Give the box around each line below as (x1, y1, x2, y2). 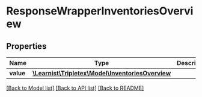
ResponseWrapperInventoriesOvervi (6, 4, 194, 18)
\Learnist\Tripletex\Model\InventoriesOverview (32, 69, 171, 77)
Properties (6, 41, 47, 51)
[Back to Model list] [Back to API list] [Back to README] (6, 84, 144, 92)
